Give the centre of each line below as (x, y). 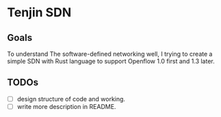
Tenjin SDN (39, 13)
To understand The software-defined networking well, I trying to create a (110, 54)
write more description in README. (66, 106)
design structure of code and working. (71, 99)
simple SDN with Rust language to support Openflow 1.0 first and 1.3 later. (111, 61)
